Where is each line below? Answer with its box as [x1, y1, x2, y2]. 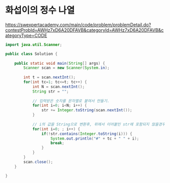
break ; [50, 141, 65, 146]
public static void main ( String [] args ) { [14, 61, 105, 66]
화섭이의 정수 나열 [5, 5, 75, 16]
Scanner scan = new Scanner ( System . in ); [23, 65, 110, 71]
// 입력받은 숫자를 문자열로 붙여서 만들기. [32, 98, 110, 104]
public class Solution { [5, 51, 58, 56]
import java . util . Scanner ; [5, 42, 62, 47]
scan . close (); [23, 159, 53, 164]
